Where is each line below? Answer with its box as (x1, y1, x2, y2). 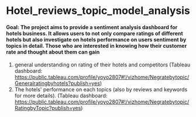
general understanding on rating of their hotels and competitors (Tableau (14, 61, 191, 68)
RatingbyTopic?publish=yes (14, 105, 81, 112)
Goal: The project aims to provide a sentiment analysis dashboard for (6, 23, 178, 30)
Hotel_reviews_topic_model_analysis (6, 4, 190, 17)
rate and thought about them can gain (6, 48, 100, 55)
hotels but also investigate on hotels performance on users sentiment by (6, 36, 187, 43)
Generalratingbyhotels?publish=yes (14, 80, 101, 87)
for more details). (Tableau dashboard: (14, 92, 108, 100)
